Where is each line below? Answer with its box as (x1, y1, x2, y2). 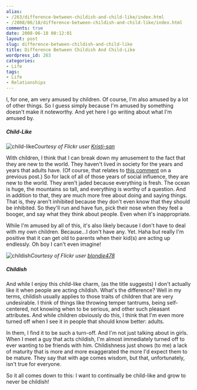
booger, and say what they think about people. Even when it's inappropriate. (6, 210, 191, 218)
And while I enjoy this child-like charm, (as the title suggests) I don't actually (6, 280, 191, 287)
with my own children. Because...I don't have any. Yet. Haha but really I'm (6, 228, 184, 235)
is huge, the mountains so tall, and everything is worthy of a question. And (6, 185, 186, 192)
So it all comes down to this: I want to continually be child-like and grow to (6, 372, 186, 379)
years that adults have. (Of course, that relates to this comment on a (6, 166, 172, 174)
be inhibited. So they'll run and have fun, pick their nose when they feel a (6, 204, 183, 211)
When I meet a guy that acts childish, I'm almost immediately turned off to (6, 335, 185, 342)
